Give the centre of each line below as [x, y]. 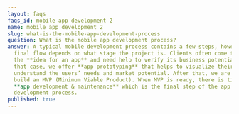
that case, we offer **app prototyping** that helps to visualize [114, 67]
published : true [31, 100]
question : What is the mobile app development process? [92, 40]
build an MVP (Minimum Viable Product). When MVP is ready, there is [119, 80]
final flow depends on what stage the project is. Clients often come [121, 54]
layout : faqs [27, 14]
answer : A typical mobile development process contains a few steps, [113, 47]
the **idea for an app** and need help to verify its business [109, 60]
